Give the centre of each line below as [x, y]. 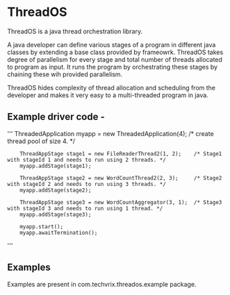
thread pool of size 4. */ [41, 141]
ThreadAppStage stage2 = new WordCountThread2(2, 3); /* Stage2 [121, 178]
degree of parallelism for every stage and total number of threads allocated [115, 59]
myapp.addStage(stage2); [56, 190]
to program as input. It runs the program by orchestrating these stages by [112, 67]
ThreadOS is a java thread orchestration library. [75, 31]
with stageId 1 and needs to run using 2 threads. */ [87, 160]
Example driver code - [56, 117]
